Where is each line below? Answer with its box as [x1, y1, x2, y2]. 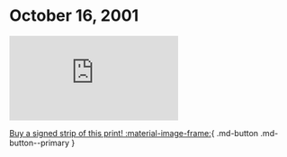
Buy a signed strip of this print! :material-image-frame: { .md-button [9, 127, 259, 138]
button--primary [9, 137, 70, 148]
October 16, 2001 [9, 5, 139, 26]
